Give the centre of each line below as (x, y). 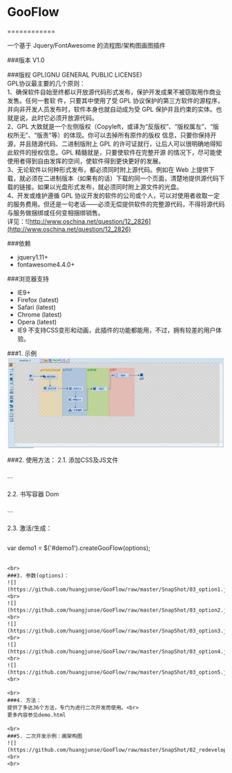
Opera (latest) (37, 322)
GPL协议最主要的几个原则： (47, 83)
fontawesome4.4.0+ (46, 264)
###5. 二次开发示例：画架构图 (45, 736)
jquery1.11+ (32, 257)
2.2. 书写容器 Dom (33, 494)
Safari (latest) (37, 307)
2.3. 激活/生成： (30, 528)
